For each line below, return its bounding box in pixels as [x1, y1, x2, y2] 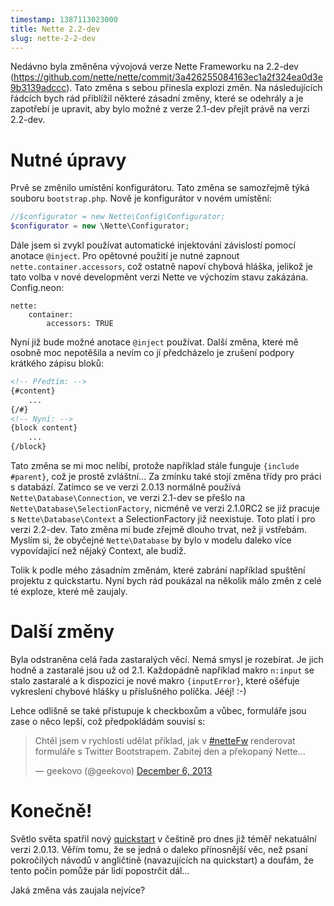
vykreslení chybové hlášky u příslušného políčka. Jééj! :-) [10, 686, 247, 697]
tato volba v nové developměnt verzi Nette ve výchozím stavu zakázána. [10, 271, 309, 283]
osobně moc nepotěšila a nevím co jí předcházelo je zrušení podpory [10, 347, 295, 359]
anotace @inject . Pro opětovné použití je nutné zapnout [10, 250, 240, 262]
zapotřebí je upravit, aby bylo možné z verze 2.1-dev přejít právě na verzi [10, 103, 310, 115]
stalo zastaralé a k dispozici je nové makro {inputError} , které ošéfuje [10, 675, 300, 686]
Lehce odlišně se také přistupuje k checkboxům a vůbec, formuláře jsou [10, 705, 307, 716]
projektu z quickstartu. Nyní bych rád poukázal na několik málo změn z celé [10, 575, 322, 587]
